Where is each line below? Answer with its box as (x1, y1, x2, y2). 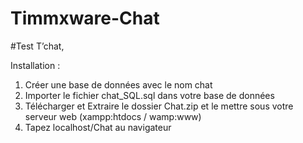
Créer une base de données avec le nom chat (24, 78, 213, 91)
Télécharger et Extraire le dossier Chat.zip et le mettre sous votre (24, 100, 294, 112)
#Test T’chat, (10, 40, 65, 52)
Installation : (10, 59, 61, 71)
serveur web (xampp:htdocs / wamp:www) (24, 110, 202, 122)
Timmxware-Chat (10, 7, 160, 30)
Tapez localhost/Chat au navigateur (24, 121, 172, 133)
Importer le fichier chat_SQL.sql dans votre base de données (24, 89, 275, 101)
